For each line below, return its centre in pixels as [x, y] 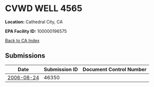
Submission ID [61, 69]
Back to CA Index [22, 40]
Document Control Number [114, 69]
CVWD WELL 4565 [44, 8]
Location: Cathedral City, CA [34, 22]
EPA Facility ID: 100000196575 [36, 31]
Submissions [25, 56]
